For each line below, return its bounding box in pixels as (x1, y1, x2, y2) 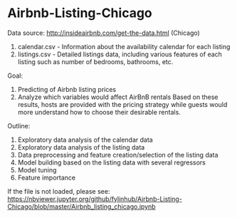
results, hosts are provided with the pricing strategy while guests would (17, 100, 228, 108)
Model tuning (17, 165, 57, 174)
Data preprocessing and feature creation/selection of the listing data (17, 150, 218, 159)
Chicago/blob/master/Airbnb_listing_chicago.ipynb (7, 202, 156, 211)
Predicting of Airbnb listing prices (17, 85, 117, 93)
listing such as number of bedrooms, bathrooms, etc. (17, 57, 174, 66)
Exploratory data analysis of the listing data (17, 142, 145, 151)
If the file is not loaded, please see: (7, 187, 110, 195)
